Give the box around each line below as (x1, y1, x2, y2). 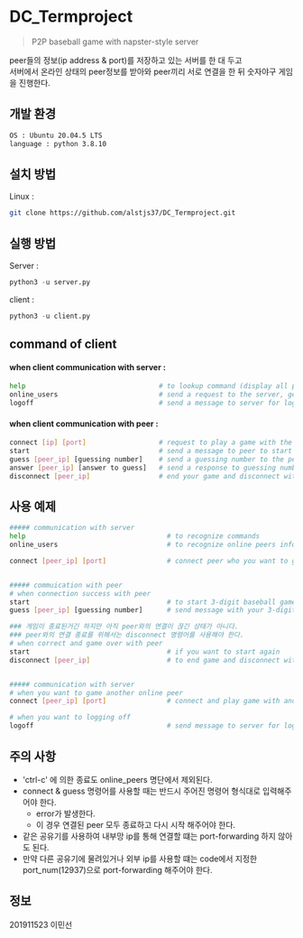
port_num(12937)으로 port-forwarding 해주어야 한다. (22, 864, 214, 875)
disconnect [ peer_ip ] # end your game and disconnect (9, 471, 280, 480)
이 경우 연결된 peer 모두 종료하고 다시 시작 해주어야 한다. (35, 819, 236, 830)
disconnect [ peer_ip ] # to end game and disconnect (9, 655, 280, 664)
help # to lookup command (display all (9, 382, 289, 391)
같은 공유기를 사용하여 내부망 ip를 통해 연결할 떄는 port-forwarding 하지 (22, 831, 277, 841)
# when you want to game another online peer (9, 688, 183, 697)
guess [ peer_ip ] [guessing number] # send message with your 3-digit (9, 606, 297, 615)
